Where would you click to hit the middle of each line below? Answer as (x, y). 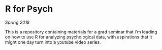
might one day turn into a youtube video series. (53, 42)
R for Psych (29, 9)
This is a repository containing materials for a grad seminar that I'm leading (81, 32)
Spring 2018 (17, 22)
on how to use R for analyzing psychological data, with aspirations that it (79, 37)
